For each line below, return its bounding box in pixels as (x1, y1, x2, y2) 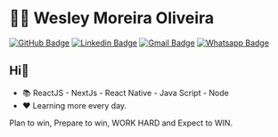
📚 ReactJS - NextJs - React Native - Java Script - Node (21, 87, 229, 98)
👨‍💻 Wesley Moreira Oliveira (9, 8, 215, 28)
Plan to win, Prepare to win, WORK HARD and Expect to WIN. (9, 117, 233, 128)
